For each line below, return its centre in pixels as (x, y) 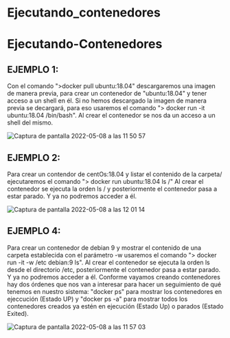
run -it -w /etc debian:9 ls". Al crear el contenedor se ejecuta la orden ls (109, 262)
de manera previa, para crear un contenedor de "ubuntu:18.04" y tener (107, 94)
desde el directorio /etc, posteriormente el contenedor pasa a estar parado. (114, 269)
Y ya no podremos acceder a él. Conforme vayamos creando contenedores (114, 277)
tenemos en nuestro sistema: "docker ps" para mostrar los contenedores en (115, 291)
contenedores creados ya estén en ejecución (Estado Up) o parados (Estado (115, 306)
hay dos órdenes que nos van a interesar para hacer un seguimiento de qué (114, 284)
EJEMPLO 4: (34, 231)
